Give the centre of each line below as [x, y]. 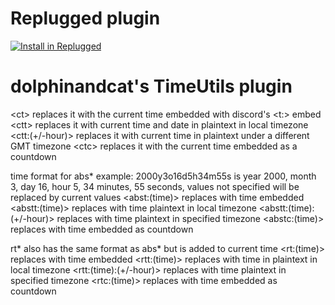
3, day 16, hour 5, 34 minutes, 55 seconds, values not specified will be [155, 186]
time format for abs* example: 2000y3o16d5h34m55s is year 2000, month [163, 176]
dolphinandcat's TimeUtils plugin [151, 86]
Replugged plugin [85, 18]
